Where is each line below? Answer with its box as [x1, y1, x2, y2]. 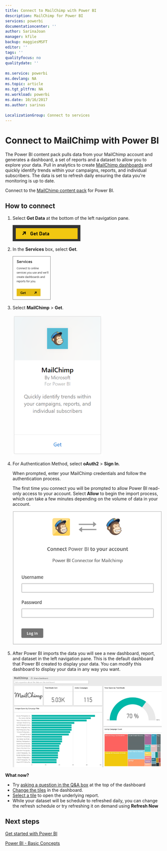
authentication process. [12, 475, 61, 481]
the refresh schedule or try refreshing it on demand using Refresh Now [12, 803, 159, 809]
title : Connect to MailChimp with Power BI [5, 8, 97, 13]
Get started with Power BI [5, 831, 58, 837]
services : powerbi [5, 18, 43, 23]
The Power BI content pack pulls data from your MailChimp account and [5, 152, 153, 158]
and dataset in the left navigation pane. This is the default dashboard [12, 656, 154, 662]
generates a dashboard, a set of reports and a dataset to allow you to [5, 157, 147, 163]
